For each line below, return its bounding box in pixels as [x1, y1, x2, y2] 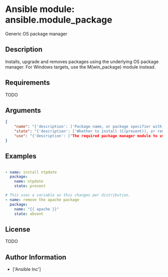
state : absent [14, 211, 43, 216]
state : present [14, 184, 46, 189]
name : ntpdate [14, 179, 43, 184]
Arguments [5, 106, 41, 115]
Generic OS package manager [5, 31, 67, 37]
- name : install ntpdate [5, 169, 57, 175]
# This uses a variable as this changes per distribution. [5, 193, 131, 198]
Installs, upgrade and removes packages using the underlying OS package [5, 59, 159, 65]
